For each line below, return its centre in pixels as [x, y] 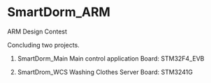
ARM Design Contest [37, 31]
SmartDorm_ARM [59, 12]
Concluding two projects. [44, 45]
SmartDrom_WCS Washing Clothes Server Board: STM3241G [105, 72]
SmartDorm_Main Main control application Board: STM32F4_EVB [111, 58]
